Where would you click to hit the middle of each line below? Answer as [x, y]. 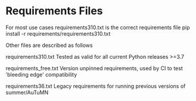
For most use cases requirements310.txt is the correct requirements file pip [98, 27]
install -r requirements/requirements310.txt [58, 33]
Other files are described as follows [49, 45]
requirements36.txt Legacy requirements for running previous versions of [96, 86]
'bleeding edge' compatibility [41, 74]
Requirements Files [54, 11]
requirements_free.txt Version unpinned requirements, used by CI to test [94, 68]
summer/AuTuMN [27, 92]
